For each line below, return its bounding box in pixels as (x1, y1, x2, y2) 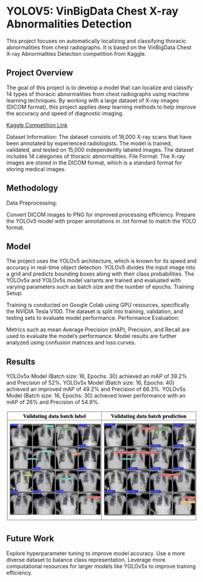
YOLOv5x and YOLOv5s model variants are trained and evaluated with (6, 277, 181, 284)
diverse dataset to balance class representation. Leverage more (6, 556, 165, 563)
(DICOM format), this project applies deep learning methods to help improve (6, 103, 196, 110)
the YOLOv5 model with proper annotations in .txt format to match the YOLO (6, 217, 197, 225)
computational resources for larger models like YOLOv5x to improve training (6, 563, 196, 570)
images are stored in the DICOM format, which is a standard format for (6, 159, 182, 166)
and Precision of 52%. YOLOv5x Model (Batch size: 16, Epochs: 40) (6, 379, 175, 387)
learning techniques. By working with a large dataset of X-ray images (6, 96, 179, 104)
